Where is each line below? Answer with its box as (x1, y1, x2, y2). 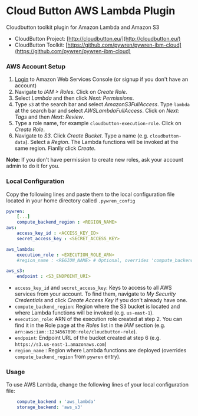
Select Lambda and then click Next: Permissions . (14, 94, 134, 101)
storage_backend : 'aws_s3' (16, 404, 83, 411)
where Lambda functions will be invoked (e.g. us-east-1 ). (14, 309, 154, 316)
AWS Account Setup (6, 62, 66, 70)
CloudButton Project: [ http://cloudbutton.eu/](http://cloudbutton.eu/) (14, 35, 181, 42)
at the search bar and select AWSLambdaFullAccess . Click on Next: (14, 107, 180, 114)
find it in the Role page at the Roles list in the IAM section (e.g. (14, 322, 166, 329)
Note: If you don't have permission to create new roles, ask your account (6, 156, 184, 163)
